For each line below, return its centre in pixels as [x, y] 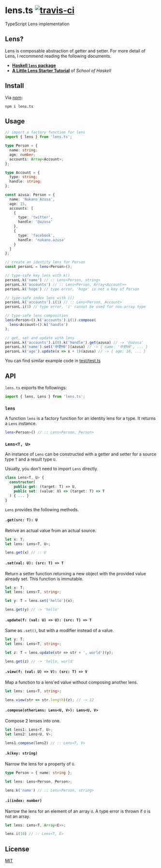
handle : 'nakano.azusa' [42, 240]
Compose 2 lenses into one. [33, 720]
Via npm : [14, 98]
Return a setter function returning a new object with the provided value [76, 573]
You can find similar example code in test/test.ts [53, 361]
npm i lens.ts [19, 106]
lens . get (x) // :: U [26, 553]
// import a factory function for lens [45, 133]
